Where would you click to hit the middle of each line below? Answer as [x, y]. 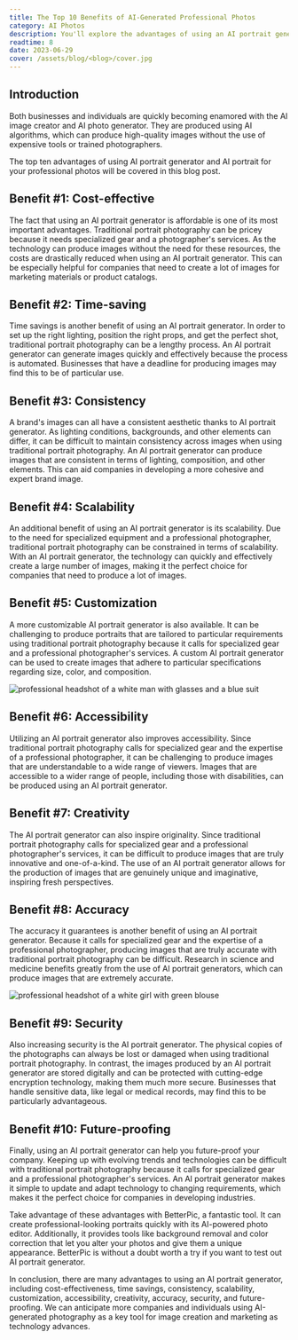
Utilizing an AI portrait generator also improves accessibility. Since [130, 738]
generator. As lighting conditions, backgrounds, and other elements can [140, 432]
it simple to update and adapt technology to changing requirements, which [145, 1188]
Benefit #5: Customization [83, 603]
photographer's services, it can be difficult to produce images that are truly [146, 854]
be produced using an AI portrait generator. [89, 785]
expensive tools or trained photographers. [86, 144]
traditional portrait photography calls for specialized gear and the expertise [146, 747]
